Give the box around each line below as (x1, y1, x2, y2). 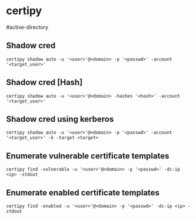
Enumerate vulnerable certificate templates (6, 151, 170, 161)
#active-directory (6, 24, 49, 31)
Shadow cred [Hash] (6, 78, 83, 88)
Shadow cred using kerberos (6, 114, 114, 124)
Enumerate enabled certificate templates (6, 187, 160, 198)
